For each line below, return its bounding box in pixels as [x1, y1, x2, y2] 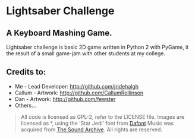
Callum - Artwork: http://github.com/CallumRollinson [14, 89, 144, 96]
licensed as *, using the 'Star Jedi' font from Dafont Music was [20, 119, 174, 127]
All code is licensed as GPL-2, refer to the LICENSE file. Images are [20, 113, 185, 120]
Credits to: [6, 67, 46, 77]
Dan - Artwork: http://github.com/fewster [14, 95, 116, 102]
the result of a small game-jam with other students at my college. [6, 50, 165, 57]
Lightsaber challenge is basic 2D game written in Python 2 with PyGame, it [6, 43, 189, 50]
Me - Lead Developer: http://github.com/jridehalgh [14, 83, 139, 90]
